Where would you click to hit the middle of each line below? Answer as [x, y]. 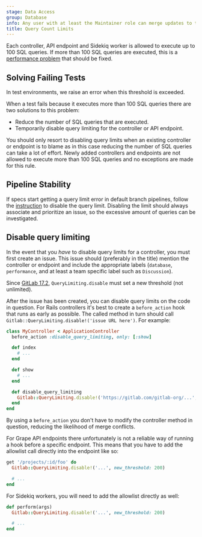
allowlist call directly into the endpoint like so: [63, 451]
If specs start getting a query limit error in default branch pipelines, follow [97, 199]
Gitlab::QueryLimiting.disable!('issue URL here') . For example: [88, 320]
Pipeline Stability [38, 185]
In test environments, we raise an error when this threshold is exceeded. [96, 92]
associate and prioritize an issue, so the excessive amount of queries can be [101, 212]
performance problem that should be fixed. [60, 59]
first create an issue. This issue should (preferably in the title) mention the [98, 258]
